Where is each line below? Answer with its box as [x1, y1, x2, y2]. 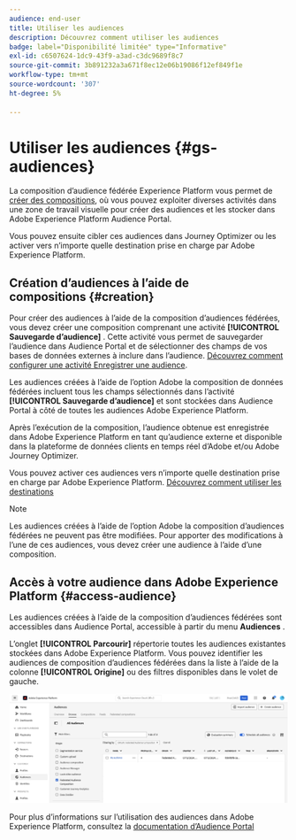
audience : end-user [9, 14, 81, 23]
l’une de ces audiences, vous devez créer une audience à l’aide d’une [9, 540, 262, 551]
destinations [9, 487, 55, 497]
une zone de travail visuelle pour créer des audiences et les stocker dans [9, 204, 276, 215]
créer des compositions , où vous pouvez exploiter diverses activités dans [9, 195, 277, 205]
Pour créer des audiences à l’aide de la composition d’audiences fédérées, [9, 312, 281, 323]
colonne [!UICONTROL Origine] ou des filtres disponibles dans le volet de [9, 667, 278, 677]
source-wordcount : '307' [9, 80, 101, 89]
